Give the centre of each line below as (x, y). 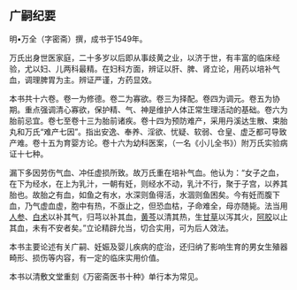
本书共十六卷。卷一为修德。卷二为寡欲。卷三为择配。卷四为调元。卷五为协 (145, 98)
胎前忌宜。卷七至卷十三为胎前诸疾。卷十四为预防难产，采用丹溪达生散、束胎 (148, 120)
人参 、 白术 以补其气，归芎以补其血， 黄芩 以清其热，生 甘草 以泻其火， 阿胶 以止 (148, 217)
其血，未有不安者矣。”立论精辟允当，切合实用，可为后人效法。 (122, 227)
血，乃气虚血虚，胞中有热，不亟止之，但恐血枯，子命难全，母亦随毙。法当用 (148, 205)
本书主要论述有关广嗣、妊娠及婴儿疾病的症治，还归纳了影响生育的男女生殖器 (148, 247)
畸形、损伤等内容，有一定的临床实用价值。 (87, 257)
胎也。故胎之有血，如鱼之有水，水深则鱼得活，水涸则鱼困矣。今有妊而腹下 (145, 195)
